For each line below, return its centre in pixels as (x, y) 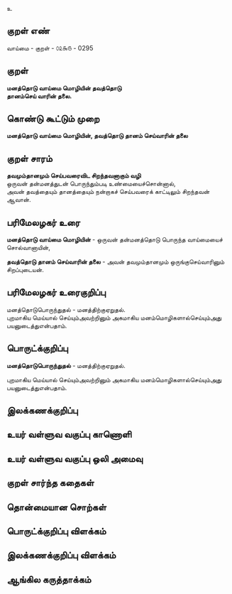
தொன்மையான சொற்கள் (57, 507)
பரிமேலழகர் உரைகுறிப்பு (56, 292)
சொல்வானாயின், (28, 248)
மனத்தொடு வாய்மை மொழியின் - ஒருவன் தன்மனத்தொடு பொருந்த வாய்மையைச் (115, 239)
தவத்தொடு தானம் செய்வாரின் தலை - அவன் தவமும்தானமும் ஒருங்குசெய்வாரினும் (116, 262)
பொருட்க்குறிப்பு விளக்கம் (56, 531)
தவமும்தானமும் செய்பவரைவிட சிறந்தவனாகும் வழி (74, 175)
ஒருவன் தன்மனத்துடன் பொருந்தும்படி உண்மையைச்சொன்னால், (91, 184)
